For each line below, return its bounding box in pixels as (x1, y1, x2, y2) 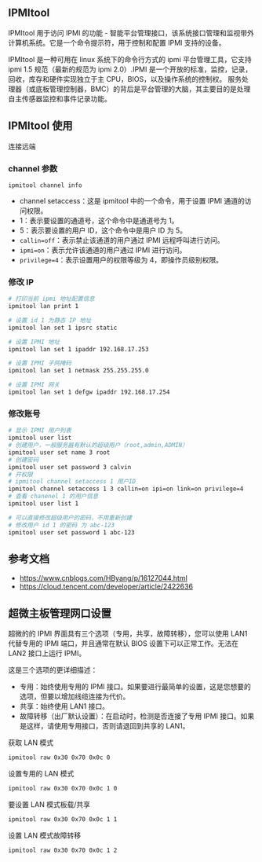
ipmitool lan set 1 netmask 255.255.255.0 (8, 367, 149, 375)
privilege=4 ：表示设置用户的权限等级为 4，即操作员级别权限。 (19, 255, 224, 264)
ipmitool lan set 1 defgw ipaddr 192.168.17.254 (8, 388, 170, 396)
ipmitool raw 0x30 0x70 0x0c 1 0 (8, 785, 118, 793)
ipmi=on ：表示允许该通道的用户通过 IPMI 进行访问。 (19, 245, 187, 255)
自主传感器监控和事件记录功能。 (8, 94, 111, 103)
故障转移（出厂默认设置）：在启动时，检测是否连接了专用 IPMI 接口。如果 (19, 711, 255, 721)
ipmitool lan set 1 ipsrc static (8, 324, 118, 332)
